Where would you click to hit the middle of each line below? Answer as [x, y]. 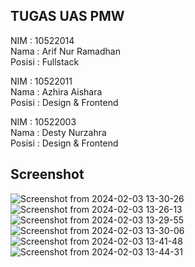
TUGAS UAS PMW [67, 16]
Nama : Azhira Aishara [56, 91]
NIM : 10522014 [42, 40]
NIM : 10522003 [43, 121]
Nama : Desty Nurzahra [58, 132]
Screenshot [47, 174]
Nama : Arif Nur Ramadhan [65, 51]
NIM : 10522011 [41, 81]
